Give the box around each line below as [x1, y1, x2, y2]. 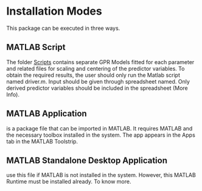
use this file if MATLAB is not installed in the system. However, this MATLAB [6, 171, 196, 179]
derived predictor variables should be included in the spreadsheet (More [6, 84, 188, 92]
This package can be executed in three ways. [6, 24, 120, 32]
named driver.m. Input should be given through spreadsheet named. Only [6, 77, 190, 85]
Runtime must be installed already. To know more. [6, 178, 132, 186]
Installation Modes [6, 4, 102, 18]
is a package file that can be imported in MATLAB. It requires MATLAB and [6, 124, 193, 132]
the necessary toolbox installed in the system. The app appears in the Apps [6, 131, 196, 139]
